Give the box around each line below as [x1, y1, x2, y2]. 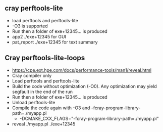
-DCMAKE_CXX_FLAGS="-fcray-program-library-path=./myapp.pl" [19, 115, 159, 121]
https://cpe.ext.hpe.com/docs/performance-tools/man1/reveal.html [12, 67, 152, 73]
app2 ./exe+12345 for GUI [12, 33, 67, 39]
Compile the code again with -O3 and [12, 105, 90, 111]
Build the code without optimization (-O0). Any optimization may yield [12, 83, 157, 89]
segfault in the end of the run [12, 89, 73, 95]
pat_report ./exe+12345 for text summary [12, 39, 98, 45]
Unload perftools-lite [12, 99, 56, 105]
